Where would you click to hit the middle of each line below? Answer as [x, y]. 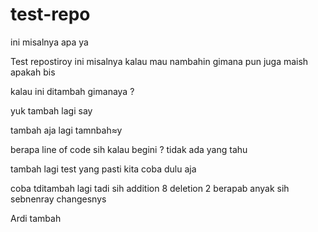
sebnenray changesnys [58, 199]
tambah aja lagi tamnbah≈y [66, 130]
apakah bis [33, 72]
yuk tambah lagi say [51, 110]
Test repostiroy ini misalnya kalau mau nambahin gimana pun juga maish [159, 61]
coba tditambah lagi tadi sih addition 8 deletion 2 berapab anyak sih [150, 188]
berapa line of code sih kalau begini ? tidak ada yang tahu [129, 149]
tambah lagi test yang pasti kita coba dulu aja [103, 169]
